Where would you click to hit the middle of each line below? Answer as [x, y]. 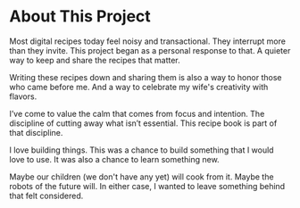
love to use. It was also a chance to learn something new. [115, 159]
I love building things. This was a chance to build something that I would [142, 150]
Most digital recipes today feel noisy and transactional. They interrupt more [147, 41]
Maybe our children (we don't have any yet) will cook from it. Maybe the [142, 177]
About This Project [80, 17]
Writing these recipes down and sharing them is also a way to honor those [146, 77]
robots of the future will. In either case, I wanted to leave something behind [147, 186]
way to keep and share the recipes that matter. [95, 60]
